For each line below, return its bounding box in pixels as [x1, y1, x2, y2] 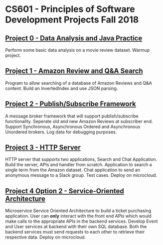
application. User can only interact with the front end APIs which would [5, 213, 152, 219]
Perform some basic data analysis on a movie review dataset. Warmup [5, 47, 150, 53]
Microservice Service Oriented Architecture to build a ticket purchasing [5, 208, 152, 214]
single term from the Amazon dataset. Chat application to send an [5, 167, 141, 173]
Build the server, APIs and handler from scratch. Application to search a [5, 162, 152, 168]
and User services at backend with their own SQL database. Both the [5, 224, 147, 230]
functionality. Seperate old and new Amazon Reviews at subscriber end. [5, 118, 153, 124]
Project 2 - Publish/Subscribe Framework [5, 100, 136, 108]
